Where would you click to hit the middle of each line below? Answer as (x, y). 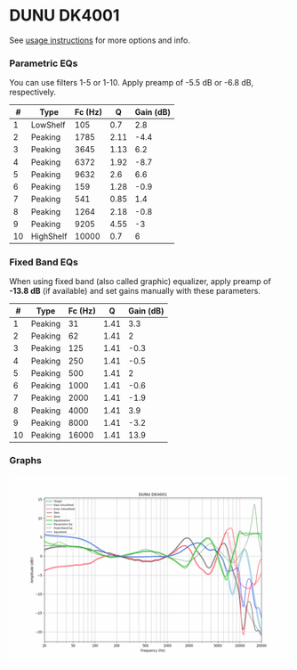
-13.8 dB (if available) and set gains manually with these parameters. (135, 291)
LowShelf (48, 125)
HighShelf (49, 236)
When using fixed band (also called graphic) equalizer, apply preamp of (140, 282)
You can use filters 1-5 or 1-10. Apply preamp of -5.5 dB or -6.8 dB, (132, 83)
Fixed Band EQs (44, 262)
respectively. (32, 92)
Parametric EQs (44, 63)
